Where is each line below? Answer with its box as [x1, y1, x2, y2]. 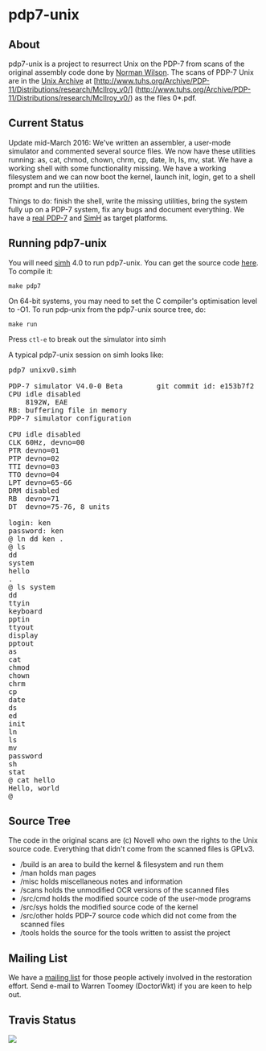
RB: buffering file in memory [8, 405, 128, 415]
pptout [8, 638, 35, 648]
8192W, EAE [25, 397, 68, 407]
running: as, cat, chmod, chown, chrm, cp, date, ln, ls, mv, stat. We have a [8, 154, 253, 164]
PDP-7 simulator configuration [8, 413, 132, 423]
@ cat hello [8, 775, 55, 785]
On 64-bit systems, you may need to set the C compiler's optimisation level [8, 296, 258, 306]
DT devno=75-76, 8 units [8, 502, 111, 511]
